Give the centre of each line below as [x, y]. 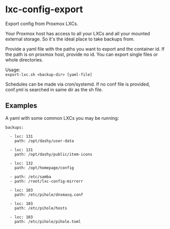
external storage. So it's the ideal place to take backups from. [70, 39]
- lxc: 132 [21, 163]
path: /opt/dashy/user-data [44, 141]
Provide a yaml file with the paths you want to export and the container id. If [85, 49]
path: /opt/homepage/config [44, 168]
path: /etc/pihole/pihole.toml [48, 221]
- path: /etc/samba [31, 177]
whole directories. [24, 59]
